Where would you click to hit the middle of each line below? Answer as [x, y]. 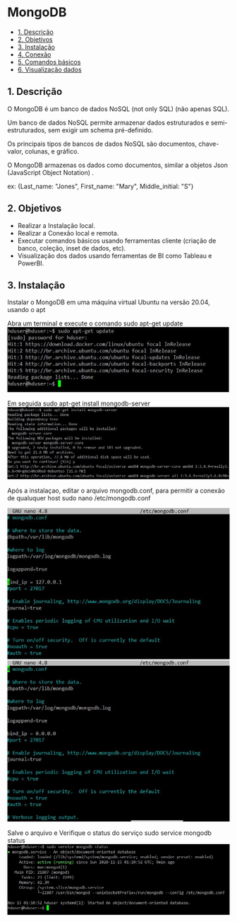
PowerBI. [31, 263]
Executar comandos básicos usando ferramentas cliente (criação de [117, 241]
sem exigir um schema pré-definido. [101, 130]
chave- [209, 144]
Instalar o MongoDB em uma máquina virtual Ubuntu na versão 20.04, [109, 302]
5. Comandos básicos [49, 62]
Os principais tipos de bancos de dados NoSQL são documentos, [102, 144]
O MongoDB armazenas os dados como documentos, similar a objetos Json [117, 165]
